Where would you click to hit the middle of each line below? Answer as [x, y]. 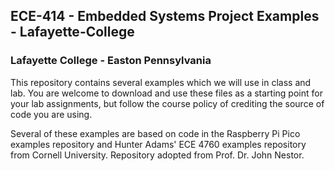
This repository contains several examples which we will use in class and [161, 82]
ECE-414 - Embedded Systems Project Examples [165, 16]
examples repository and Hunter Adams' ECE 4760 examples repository [158, 144]
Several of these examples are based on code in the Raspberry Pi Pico [155, 133]
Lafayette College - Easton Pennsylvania [111, 61]
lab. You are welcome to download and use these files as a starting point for [166, 93]
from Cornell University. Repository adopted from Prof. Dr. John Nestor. [157, 155]
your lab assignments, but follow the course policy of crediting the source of [167, 103]
